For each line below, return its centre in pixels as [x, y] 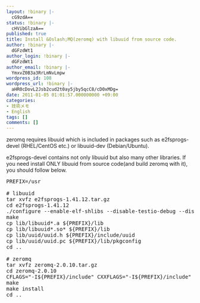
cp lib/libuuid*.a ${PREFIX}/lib [55, 223]
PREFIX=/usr [24, 182]
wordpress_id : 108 [29, 78]
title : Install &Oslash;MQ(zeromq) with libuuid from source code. [92, 39]
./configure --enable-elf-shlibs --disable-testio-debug [91, 211]
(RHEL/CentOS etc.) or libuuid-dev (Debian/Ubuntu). [85, 146]
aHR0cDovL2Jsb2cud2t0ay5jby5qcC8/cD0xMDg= [65, 89]
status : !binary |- [30, 23]
